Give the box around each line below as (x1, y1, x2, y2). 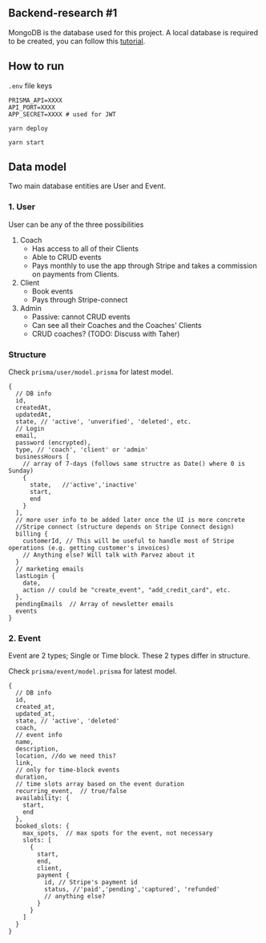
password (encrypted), (15, 439, 91, 447)
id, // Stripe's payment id (43, 878, 138, 887)
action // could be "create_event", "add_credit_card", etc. (22, 586, 231, 594)
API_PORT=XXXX (8, 103, 56, 111)
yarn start (8, 138, 45, 147)
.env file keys (8, 80, 53, 91)
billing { (15, 530, 48, 538)
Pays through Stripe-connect (31, 294, 128, 304)
